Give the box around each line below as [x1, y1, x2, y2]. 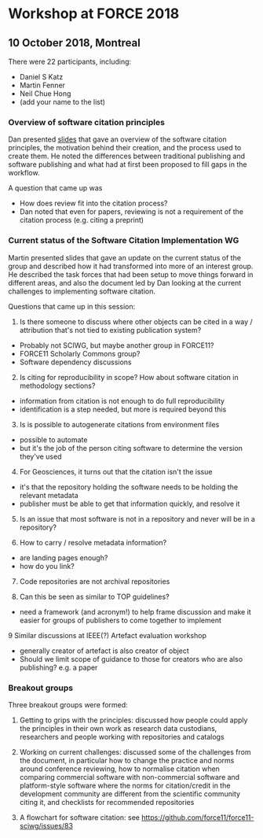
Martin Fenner [19, 80, 65, 90]
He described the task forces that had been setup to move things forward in [8, 269, 254, 279]
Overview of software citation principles [8, 116, 165, 127]
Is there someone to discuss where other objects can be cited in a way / [19, 316, 253, 327]
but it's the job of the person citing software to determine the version [19, 443, 243, 452]
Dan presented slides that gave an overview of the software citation [8, 135, 228, 144]
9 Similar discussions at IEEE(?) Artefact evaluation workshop [8, 630, 206, 640]
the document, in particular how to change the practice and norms [19, 755, 235, 765]
